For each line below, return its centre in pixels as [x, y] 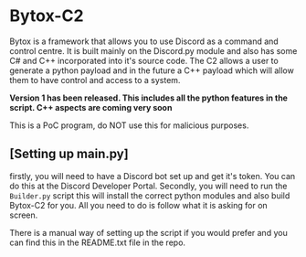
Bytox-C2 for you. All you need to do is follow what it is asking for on [138, 205]
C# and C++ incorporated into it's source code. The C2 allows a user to [144, 60]
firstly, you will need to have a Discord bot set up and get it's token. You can [153, 176]
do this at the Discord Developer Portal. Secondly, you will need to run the [148, 186]
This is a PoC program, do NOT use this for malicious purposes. [129, 125]
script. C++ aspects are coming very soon [91, 107]
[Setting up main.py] [69, 154]
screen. [24, 215]
